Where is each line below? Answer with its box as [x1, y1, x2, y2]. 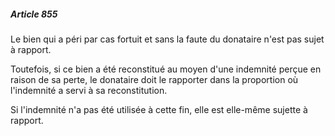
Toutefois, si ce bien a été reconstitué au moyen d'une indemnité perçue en [10, 63, 322, 75]
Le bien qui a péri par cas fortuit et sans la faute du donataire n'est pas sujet [10, 33, 325, 45]
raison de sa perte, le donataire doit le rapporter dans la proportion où [10, 73, 299, 85]
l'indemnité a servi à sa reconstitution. [10, 84, 168, 96]
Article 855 [10, 8, 58, 20]
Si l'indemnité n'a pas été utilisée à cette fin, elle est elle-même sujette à [10, 103, 308, 115]
